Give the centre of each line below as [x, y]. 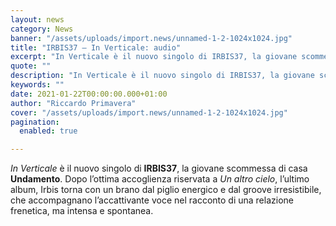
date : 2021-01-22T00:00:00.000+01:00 [89, 94]
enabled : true [48, 131]
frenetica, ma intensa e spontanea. [82, 211]
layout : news [37, 19]
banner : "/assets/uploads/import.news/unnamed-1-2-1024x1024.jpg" [151, 38]
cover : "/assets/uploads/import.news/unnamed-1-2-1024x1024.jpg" [149, 112]
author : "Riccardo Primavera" [73, 103]
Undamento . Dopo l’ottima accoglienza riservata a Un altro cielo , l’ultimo [160, 179]
